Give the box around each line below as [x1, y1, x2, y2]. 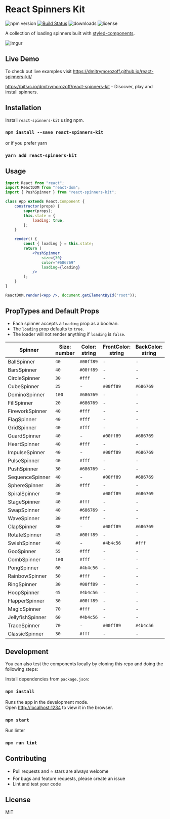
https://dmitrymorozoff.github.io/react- [72, 68, 154, 74]
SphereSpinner [8, 482, 44, 489]
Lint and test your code [12, 780, 61, 787]
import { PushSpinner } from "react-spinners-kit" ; [5, 190, 116, 195]
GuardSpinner [8, 432, 41, 439]
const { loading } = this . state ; [23, 241, 94, 247]
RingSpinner [8, 581, 37, 588]
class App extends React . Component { [5, 199, 85, 204]
